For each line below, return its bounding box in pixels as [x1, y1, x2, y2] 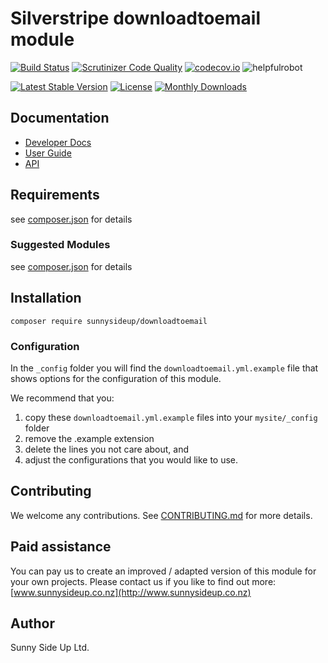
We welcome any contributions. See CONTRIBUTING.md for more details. [10, 509, 313, 521]
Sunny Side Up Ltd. [10, 642, 90, 654]
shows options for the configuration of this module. [10, 372, 222, 384]
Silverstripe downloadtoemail [10, 7, 262, 30]
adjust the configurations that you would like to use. [24, 453, 239, 466]
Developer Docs [24, 136, 92, 148]
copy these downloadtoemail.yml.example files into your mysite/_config [24, 411, 318, 423]
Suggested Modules [10, 238, 111, 252]
